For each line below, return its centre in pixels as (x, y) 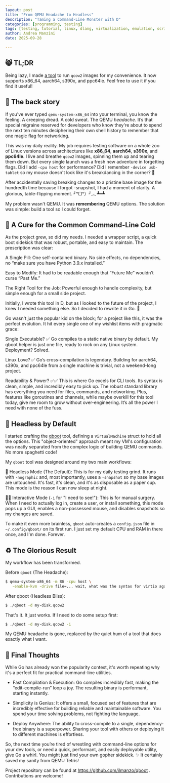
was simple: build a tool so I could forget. (48, 209)
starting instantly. (31, 693)
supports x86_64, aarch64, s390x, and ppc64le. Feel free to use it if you (80, 80)
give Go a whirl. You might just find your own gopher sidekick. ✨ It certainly (84, 755)
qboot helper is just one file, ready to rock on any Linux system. (72, 345)
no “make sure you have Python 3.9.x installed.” (55, 263)
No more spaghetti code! (31, 452)
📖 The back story (33, 102)
